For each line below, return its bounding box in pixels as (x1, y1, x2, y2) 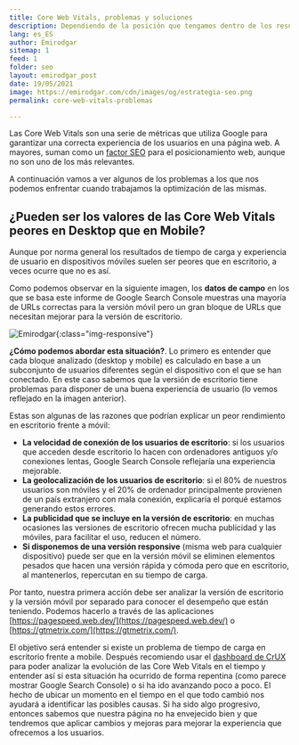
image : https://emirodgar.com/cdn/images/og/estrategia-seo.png (9, 87, 253, 96)
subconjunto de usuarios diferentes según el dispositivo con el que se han (9, 364, 282, 375)
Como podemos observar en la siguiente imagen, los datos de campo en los (9, 282, 290, 294)
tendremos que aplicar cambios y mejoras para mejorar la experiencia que (9, 718, 282, 729)
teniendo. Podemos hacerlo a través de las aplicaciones (9, 606, 214, 617)
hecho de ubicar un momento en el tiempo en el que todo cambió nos (9, 690, 265, 700)
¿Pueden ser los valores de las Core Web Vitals (9, 209, 276, 224)
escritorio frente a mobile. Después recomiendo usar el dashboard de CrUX (9, 651, 287, 662)
